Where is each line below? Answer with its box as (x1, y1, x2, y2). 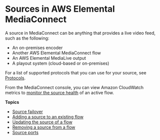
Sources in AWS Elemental (5, 3, 115, 15)
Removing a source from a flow (12, 124, 75, 130)
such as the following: (5, 35, 49, 41)
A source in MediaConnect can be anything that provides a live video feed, (5, 30, 156, 36)
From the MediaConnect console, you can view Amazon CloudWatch (5, 84, 144, 90)
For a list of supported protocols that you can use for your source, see (5, 70, 147, 75)
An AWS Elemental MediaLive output (12, 55, 87, 61)
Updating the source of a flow (12, 119, 72, 125)
